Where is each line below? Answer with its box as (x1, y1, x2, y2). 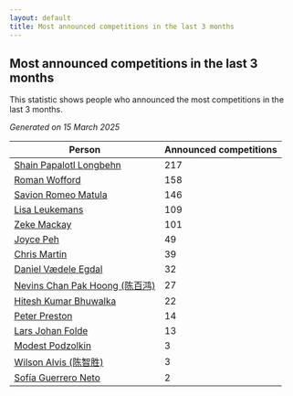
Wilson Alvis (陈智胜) (14, 356, 104, 369)
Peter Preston (14, 310, 73, 323)
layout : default (9, 13, 71, 23)
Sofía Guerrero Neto (14, 371, 100, 384)
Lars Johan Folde (14, 325, 89, 337)
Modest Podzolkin (14, 339, 91, 352)
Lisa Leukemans (14, 203, 84, 216)
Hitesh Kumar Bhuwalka (14, 294, 117, 307)
